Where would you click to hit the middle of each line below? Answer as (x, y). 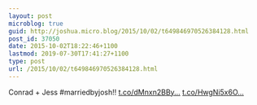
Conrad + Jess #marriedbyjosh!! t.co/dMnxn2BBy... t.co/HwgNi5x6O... (126, 92)
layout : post (30, 16)
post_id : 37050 (34, 39)
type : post (27, 62)
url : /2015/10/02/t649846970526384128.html (83, 69)
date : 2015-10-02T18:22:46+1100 (63, 46)
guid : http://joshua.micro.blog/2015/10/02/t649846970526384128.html (129, 31)
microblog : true (36, 24)
